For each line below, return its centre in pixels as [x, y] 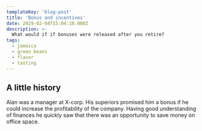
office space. [23, 122]
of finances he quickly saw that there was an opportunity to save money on [101, 115]
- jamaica [24, 46]
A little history [33, 87]
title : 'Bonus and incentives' [46, 18]
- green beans [30, 52]
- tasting [24, 63]
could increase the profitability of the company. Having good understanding [101, 109]
